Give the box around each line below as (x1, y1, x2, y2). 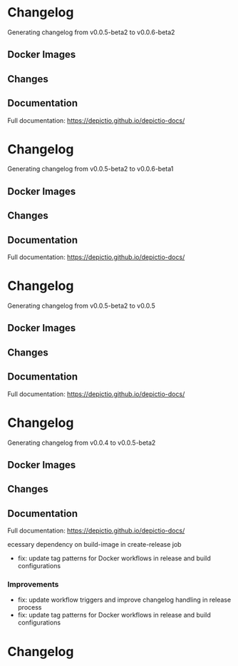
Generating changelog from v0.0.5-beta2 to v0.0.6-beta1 (7, 165, 174, 173)
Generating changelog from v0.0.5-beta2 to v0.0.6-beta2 (7, 28, 175, 36)
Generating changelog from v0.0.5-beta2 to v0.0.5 (7, 301, 155, 310)
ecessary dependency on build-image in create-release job (7, 540, 182, 549)
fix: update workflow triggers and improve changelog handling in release (17, 595, 232, 604)
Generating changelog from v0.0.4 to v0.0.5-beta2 (7, 438, 156, 447)
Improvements (7, 580, 59, 590)
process (17, 603, 42, 612)
